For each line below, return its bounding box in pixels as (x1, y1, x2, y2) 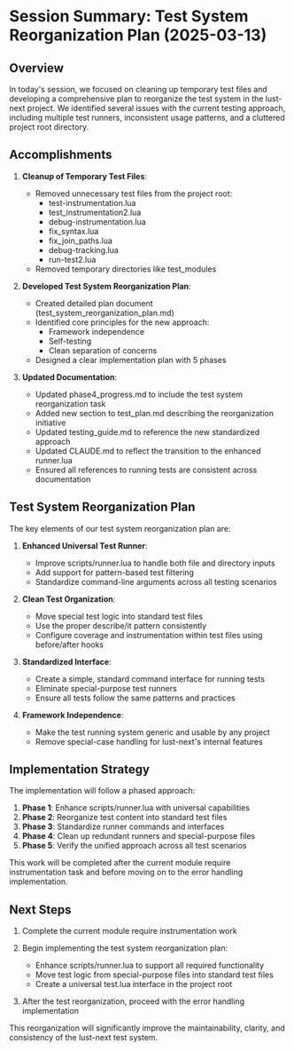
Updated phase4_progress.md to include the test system (35, 389, 244, 399)
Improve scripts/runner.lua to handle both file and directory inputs (35, 557, 276, 568)
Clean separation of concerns (48, 344, 158, 356)
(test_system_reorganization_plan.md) (35, 307, 174, 318)
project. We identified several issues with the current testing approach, (27, 103, 286, 113)
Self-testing (48, 336, 91, 346)
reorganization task (35, 398, 106, 409)
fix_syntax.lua (48, 225, 99, 236)
